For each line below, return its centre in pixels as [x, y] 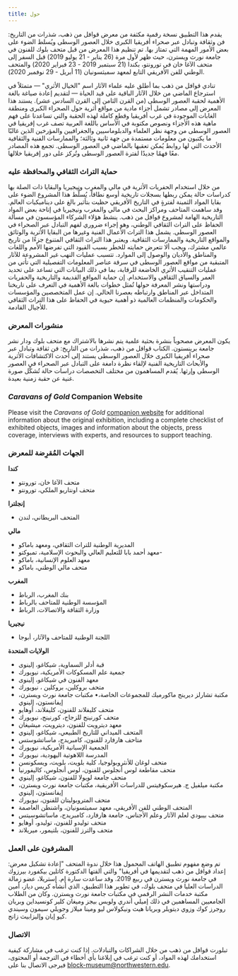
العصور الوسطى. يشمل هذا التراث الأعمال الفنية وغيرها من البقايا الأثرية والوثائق [112, 231]
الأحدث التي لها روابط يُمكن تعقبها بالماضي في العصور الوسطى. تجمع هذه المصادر [115, 145]
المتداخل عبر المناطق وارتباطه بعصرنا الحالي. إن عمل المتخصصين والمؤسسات [111, 292]
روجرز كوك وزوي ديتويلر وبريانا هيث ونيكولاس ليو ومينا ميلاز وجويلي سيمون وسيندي [117, 909]
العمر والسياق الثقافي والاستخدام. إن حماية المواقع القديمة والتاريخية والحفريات [111, 277]
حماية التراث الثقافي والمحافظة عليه [63, 171]
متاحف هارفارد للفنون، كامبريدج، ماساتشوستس [80, 740]
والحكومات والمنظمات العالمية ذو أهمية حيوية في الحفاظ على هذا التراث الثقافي [113, 299]
